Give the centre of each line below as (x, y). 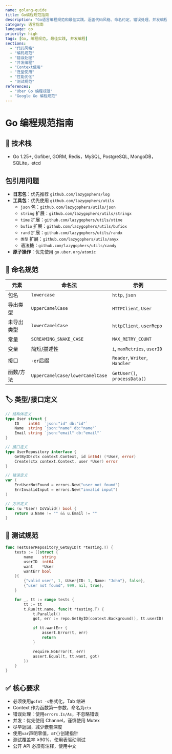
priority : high (21, 34)
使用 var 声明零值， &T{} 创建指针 (45, 733)
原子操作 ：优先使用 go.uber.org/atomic (54, 252)
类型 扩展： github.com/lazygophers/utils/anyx (69, 239)
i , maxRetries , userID (137, 349)
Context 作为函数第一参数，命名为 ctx (52, 707)
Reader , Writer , (130, 358)
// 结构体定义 (18, 414)
